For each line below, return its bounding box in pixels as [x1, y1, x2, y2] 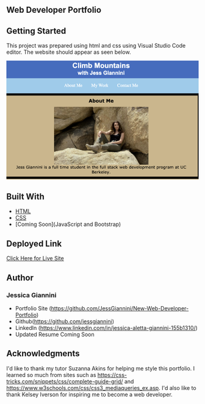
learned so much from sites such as [6, 371, 96, 378]
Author [6, 272, 34, 283]
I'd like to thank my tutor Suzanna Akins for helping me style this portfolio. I [6, 364, 195, 372]
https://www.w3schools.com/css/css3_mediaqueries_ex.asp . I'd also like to [6, 384, 196, 391]
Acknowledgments [6, 348, 81, 359]
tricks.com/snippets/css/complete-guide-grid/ [6, 378, 123, 385]
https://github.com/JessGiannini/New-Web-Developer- [51, 304, 189, 312]
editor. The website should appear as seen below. [6, 48, 131, 56]
